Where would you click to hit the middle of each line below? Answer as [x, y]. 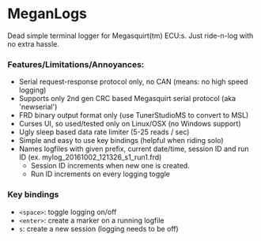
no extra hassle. [34, 43]
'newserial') [38, 107]
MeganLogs [47, 14]
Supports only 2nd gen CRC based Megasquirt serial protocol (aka [127, 99]
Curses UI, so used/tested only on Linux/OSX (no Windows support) [130, 124]
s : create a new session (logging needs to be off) [98, 228]
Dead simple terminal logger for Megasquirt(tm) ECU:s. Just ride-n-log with [130, 36]
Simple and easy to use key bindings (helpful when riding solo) [121, 141]
